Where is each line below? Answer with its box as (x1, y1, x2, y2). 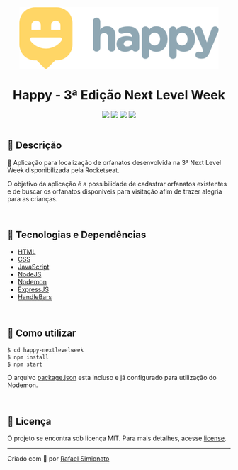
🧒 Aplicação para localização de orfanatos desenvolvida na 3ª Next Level (7, 158, 222, 167)
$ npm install (7, 354, 50, 361)
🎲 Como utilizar (7, 327, 76, 339)
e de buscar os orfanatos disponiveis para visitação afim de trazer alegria (7, 187, 222, 196)
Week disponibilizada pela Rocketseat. (7, 166, 120, 174)
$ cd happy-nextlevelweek (7, 347, 84, 354)
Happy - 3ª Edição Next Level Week (13, 86, 225, 103)
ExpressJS (17, 285, 50, 293)
